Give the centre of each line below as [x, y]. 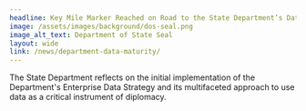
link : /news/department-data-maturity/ [85, 52]
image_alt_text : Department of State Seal [91, 35]
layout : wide [34, 43]
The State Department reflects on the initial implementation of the [133, 77]
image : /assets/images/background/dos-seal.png [102, 26]
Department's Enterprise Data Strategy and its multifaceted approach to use [152, 87]
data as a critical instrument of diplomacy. [88, 97]
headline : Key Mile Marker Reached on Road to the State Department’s [146, 18]
